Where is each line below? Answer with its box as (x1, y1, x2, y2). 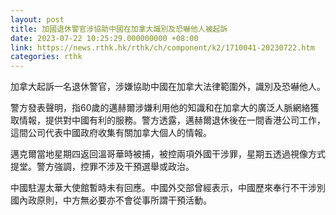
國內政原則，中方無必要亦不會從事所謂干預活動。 (10, 194, 212, 206)
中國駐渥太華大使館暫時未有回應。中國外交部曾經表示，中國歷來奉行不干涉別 (10, 182, 326, 194)
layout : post (10, 14, 65, 25)
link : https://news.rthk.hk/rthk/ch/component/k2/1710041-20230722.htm (10, 42, 315, 53)
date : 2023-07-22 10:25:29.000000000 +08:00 (10, 33, 199, 43)
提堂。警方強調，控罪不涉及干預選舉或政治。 (10, 161, 195, 173)
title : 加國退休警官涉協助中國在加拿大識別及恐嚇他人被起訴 (10, 24, 228, 34)
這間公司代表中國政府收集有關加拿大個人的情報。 (10, 127, 212, 139)
